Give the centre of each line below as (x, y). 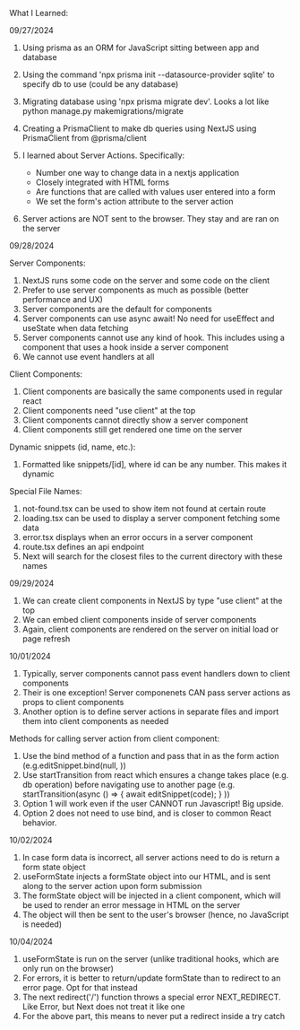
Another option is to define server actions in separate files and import (150, 711)
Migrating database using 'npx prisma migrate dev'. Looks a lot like (146, 101)
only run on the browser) (68, 969)
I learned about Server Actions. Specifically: (103, 155)
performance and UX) (62, 299)
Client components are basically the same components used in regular (153, 391)
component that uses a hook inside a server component (125, 347)
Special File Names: (46, 491)
